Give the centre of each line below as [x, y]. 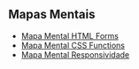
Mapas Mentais [52, 15]
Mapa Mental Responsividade [75, 54]
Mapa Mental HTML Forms [69, 35]
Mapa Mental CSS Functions [73, 45]
